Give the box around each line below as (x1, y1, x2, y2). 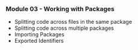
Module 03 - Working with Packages (5, 5, 115, 13)
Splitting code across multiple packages (14, 24, 114, 32)
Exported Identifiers (14, 37, 64, 45)
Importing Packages (14, 31, 64, 38)
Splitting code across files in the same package (14, 18, 133, 26)
